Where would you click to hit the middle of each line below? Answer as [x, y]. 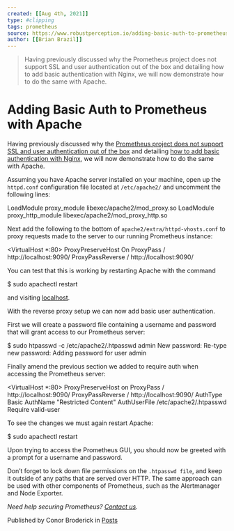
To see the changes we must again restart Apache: [80, 423]
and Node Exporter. [35, 493]
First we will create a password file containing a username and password [112, 325]
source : [18, 33]
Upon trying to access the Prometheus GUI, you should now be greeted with [117, 450]
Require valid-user [34, 410]
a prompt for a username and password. [65, 458]
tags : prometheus [32, 26]
